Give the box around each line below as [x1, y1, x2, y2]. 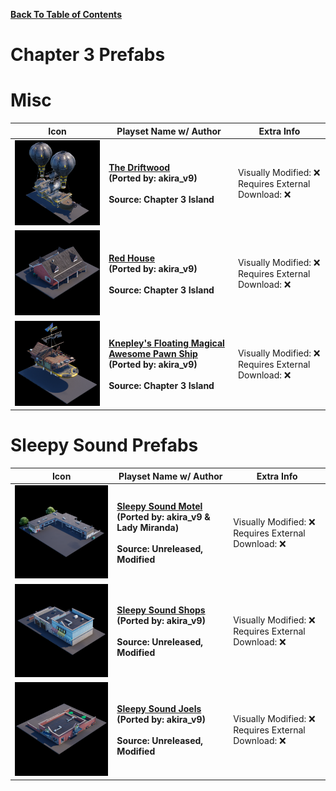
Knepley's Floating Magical [108, 337, 225, 349]
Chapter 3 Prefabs [10, 44, 166, 66]
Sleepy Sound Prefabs [10, 434, 199, 457]
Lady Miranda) [116, 522, 180, 534]
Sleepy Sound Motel [116, 500, 203, 513]
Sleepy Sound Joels [116, 702, 202, 714]
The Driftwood [108, 162, 171, 174]
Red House [108, 252, 156, 264]
